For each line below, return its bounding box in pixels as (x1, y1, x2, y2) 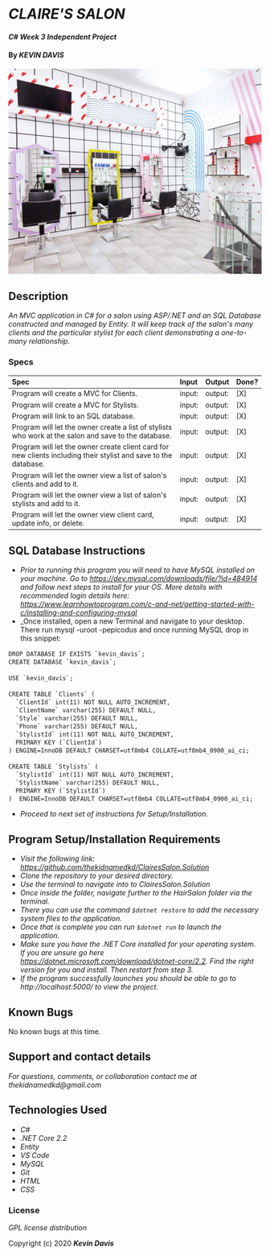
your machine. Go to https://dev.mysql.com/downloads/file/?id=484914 (19, 574, 258, 583)
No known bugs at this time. (8, 1027, 101, 1036)
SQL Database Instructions (8, 544, 146, 558)
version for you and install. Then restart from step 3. (19, 965, 194, 974)
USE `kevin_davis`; (8, 674, 74, 682)
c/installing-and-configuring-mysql (19, 608, 137, 618)
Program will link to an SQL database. (11, 411, 135, 421)
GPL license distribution (8, 1222, 88, 1232)
